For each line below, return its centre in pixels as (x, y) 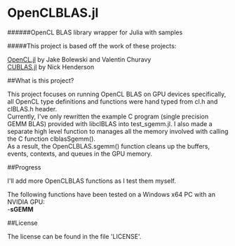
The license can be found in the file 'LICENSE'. (74, 236)
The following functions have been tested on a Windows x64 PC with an (112, 194)
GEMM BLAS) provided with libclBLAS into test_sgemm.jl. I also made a (110, 123)
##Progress (24, 167)
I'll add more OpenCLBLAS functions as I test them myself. (92, 181)
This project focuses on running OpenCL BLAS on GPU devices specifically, (117, 94)
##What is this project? (41, 80)
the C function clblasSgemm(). (52, 139)
